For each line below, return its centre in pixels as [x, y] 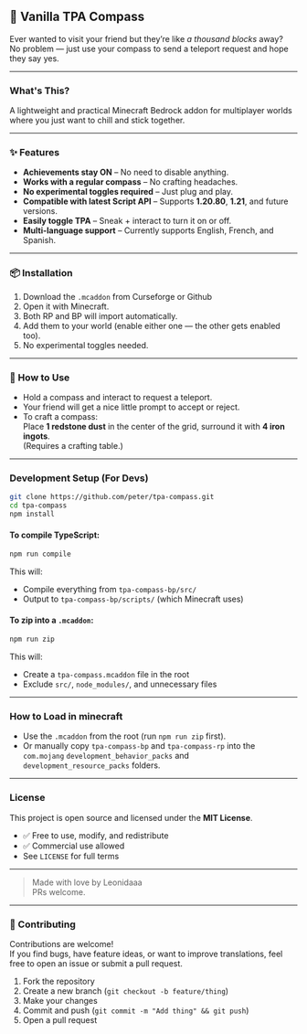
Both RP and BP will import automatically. [100, 315]
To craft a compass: [60, 416]
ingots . [36, 436]
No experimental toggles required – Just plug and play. [128, 192]
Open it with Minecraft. [66, 306]
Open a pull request [60, 1019]
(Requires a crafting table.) [73, 446]
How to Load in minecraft [66, 716]
